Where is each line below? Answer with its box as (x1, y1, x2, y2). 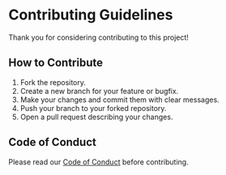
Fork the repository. (19, 77, 87, 87)
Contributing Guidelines (8, 6, 173, 24)
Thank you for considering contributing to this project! (8, 32, 189, 42)
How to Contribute (8, 56, 104, 70)
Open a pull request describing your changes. (19, 112, 173, 122)
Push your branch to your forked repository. (19, 103, 167, 113)
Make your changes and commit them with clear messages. (19, 95, 220, 105)
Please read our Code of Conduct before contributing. (8, 156, 189, 167)
